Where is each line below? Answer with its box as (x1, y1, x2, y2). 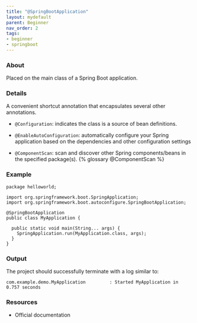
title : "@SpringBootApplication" (6, 8, 89, 15)
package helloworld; (6, 184, 57, 190)
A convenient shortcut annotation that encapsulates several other (6, 103, 166, 110)
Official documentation (14, 311, 71, 319)
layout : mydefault (6, 14, 51, 20)
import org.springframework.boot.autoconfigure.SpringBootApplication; (6, 199, 186, 205)
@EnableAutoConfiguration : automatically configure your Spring (14, 132, 169, 139)
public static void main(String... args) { (11, 225, 120, 231)
